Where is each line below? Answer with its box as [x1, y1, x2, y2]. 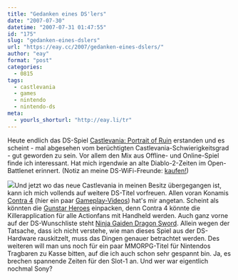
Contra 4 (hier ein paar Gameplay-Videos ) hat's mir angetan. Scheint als [7, 196, 219, 204]
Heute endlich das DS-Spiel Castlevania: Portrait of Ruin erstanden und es [7, 136, 225, 145]
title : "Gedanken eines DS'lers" [7, 10, 107, 18]
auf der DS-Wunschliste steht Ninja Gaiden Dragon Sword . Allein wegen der [7, 219, 230, 227]
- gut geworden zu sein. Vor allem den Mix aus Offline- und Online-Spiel [7, 151, 219, 160]
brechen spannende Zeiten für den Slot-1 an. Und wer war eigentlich [7, 256, 209, 265]
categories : [7, 63, 43, 71]
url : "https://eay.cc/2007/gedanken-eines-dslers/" [7, 43, 164, 51]
